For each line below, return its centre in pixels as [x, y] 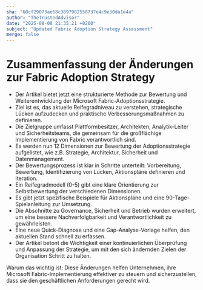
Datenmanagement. [40, 159]
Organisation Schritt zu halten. [53, 256]
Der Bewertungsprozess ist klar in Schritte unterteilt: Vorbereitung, [98, 165]
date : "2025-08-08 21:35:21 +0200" [51, 23]
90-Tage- [178, 198]
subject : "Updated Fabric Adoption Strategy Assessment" [80, 29]
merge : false [23, 35]
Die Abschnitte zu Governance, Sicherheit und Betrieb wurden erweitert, [105, 211]
